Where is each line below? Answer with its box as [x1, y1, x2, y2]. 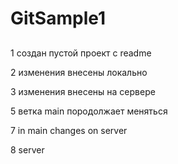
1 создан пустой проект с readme [10, 47, 152, 59]
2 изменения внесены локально [10, 66, 148, 78]
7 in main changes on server [10, 124, 128, 136]
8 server [10, 143, 45, 156]
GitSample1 [10, 7, 107, 30]
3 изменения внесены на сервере [10, 85, 156, 97]
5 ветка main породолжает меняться [10, 105, 168, 117]
